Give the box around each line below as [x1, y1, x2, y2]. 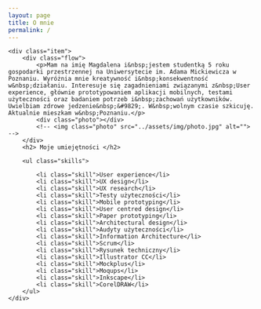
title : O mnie [8, 19, 55, 27]
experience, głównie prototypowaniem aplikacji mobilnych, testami [8, 89, 234, 96]
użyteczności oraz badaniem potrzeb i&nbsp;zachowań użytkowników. [8, 96, 234, 104]
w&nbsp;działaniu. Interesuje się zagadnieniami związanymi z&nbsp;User [8, 82, 251, 90]
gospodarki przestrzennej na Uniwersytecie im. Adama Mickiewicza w [8, 68, 237, 76]
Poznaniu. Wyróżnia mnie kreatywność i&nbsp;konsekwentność [8, 75, 209, 83]
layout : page [8, 11, 51, 20]
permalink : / [8, 26, 51, 34]
